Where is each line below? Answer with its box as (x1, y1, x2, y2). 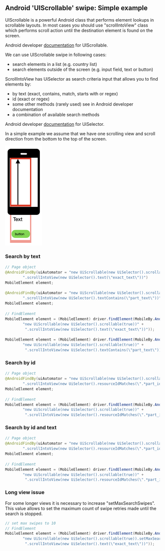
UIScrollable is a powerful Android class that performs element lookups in (5, 17, 154, 23)
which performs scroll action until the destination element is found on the (5, 27, 153, 33)
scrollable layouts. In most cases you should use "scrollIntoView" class (5, 22, 148, 28)
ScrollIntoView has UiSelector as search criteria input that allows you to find (5, 76, 158, 82)
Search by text (5, 253, 41, 260)
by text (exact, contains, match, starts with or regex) (12, 90, 118, 96)
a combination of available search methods (12, 112, 100, 117)
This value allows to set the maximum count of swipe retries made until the (5, 505, 157, 511)
